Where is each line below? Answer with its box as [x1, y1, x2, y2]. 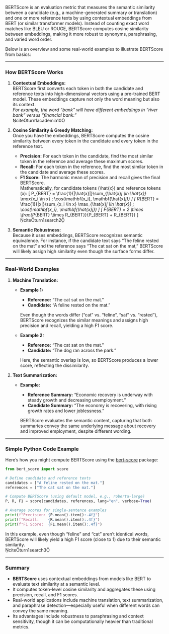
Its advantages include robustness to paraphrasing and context [12, 613, 144, 619]
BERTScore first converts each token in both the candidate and [12, 86, 143, 92]
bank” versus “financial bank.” [12, 112, 77, 118]
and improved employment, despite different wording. [20, 428, 132, 434]
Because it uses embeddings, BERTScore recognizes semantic [12, 232, 143, 239]
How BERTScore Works [5, 68, 64, 75]
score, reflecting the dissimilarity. [20, 362, 90, 368]
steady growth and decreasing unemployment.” [27, 397, 126, 403]
